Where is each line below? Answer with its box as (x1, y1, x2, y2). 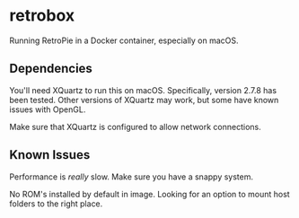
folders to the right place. (9, 198, 103, 209)
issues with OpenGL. (9, 104, 86, 115)
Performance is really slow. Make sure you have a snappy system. (9, 171, 254, 182)
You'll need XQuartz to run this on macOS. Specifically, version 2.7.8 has (9, 84, 277, 95)
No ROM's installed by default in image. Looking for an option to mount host (9, 188, 290, 199)
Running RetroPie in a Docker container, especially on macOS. (9, 35, 240, 46)
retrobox (9, 5, 75, 26)
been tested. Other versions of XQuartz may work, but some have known (9, 94, 279, 105)
